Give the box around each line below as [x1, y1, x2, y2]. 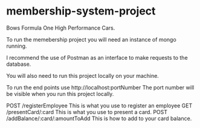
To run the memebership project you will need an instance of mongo [6, 36, 176, 43]
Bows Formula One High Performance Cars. [6, 24, 115, 31]
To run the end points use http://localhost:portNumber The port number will [6, 83, 195, 91]
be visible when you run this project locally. [6, 90, 114, 97]
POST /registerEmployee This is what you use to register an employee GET [6, 101, 193, 109]
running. [6, 42, 27, 50]
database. [6, 60, 31, 68]
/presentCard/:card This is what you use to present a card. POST [6, 108, 168, 115]
